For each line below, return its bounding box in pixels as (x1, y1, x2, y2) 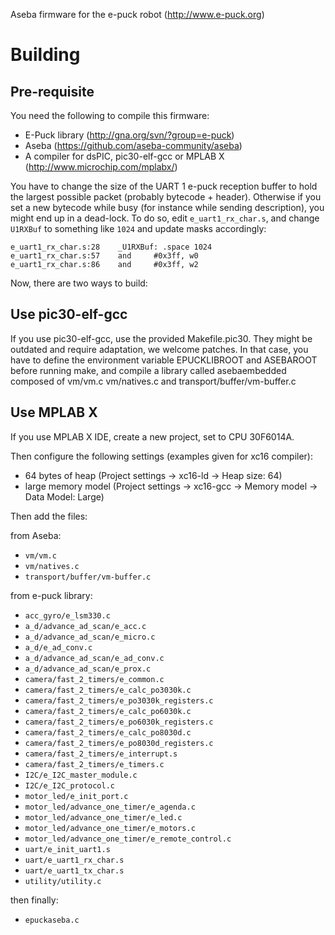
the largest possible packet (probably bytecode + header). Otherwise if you (10, 191, 322, 203)
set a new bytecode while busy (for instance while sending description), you (10, 202, 325, 213)
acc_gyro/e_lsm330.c (24, 610, 111, 621)
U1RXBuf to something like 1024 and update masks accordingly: (10, 223, 267, 234)
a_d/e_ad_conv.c (24, 642, 93, 653)
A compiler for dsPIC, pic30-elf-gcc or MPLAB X (24, 150, 225, 162)
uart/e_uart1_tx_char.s (24, 865, 125, 876)
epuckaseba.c (24, 915, 80, 925)
